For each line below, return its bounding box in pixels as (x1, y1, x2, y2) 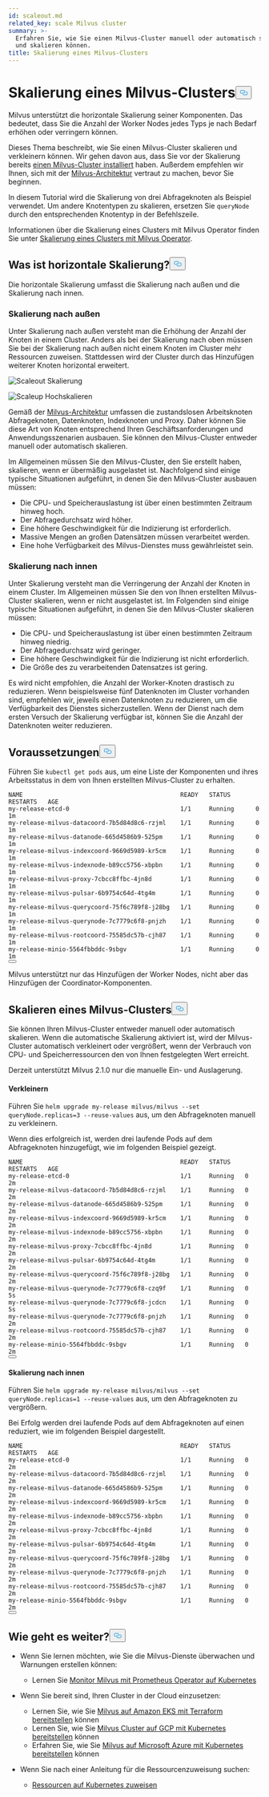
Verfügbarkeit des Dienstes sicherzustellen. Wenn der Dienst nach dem (8, 704, 244, 714)
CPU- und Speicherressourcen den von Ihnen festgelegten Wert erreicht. (8, 1049, 250, 1059)
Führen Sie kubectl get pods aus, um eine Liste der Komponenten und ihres (8, 767, 259, 777)
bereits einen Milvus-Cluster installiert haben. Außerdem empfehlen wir (8, 160, 244, 169)
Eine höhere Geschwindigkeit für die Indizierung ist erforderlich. (19, 523, 231, 534)
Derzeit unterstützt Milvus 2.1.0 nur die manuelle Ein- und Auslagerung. (8, 1065, 243, 1075)
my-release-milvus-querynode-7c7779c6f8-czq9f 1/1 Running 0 (8, 1285, 249, 1293)
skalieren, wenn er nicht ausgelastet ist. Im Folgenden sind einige (34, 596, 250, 606)
